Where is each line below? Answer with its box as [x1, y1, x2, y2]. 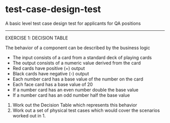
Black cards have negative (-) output [12, 70, 90, 76]
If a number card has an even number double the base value [12, 87, 139, 93]
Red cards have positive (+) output [12, 65, 85, 71]
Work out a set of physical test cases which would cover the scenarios [12, 107, 160, 113]
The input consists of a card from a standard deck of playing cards [12, 54, 152, 60]
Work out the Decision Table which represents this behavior [12, 102, 138, 108]
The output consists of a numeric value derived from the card [12, 60, 141, 66]
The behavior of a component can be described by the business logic [5, 45, 150, 51]
